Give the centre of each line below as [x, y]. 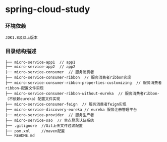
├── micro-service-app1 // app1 [40, 62]
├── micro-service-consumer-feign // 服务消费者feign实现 [66, 104]
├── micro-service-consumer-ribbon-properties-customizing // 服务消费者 [84, 83]
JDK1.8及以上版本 [21, 38]
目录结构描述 [21, 52]
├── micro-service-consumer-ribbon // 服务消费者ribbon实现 [68, 77]
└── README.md [20, 135]
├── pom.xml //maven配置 [35, 131]
